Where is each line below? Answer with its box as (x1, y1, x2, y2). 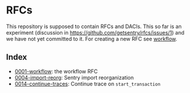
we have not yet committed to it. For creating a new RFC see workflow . (6, 35, 178, 42)
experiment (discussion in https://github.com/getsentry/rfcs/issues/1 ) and (6, 29, 185, 36)
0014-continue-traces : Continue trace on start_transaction (14, 80, 161, 87)
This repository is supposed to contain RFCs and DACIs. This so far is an (6, 23, 182, 30)
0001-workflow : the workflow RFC (14, 68, 98, 75)
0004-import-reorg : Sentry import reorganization (14, 74, 134, 81)
